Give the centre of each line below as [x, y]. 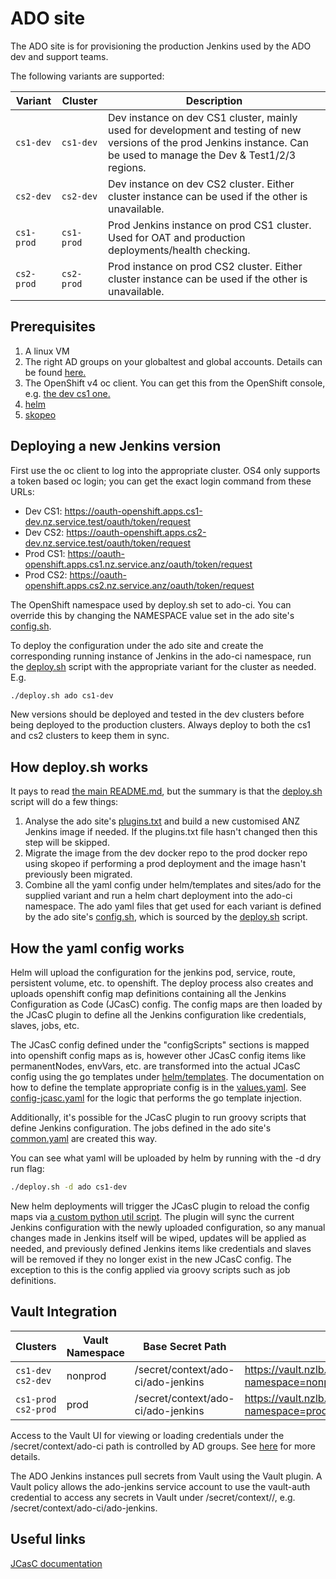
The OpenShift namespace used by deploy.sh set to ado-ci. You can [151, 604]
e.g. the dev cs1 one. [67, 393]
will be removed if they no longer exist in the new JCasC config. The [151, 1259]
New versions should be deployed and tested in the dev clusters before [157, 714]
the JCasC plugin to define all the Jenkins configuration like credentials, [158, 1015]
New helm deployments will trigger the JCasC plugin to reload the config [160, 1206]
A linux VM [47, 351]
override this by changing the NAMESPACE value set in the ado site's [152, 615]
